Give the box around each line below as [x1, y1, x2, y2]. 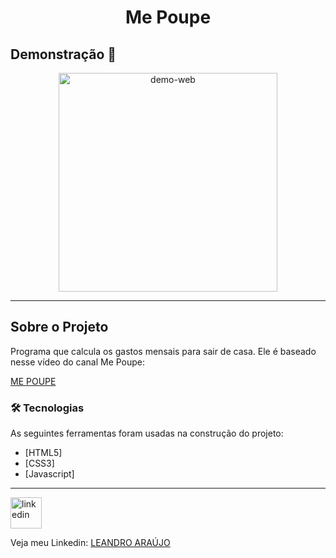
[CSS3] [24, 457, 55, 470]
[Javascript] [24, 468, 75, 480]
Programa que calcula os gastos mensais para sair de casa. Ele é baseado [10, 345, 317, 357]
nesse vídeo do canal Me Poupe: [10, 356, 146, 368]
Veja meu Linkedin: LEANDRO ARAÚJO [10, 537, 171, 549]
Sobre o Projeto [10, 319, 109, 336]
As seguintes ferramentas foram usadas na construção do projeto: [10, 427, 284, 440]
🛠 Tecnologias [10, 401, 85, 415]
